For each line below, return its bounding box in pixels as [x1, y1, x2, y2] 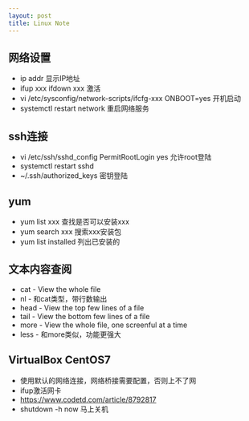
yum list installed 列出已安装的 [19, 237, 120, 246]
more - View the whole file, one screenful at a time [19, 320, 188, 330]
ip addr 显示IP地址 [19, 74, 80, 83]
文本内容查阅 [8, 262, 72, 277]
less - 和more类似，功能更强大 [19, 330, 122, 339]
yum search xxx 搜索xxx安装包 [19, 226, 122, 237]
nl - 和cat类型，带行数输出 [19, 293, 108, 303]
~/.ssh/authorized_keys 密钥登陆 [19, 171, 129, 180]
